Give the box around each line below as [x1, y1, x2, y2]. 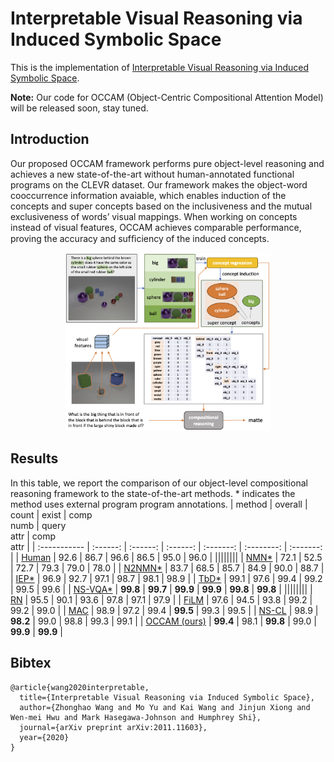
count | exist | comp [10, 508, 93, 521]
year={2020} [19, 732, 70, 742]
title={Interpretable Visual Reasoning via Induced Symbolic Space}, [19, 692, 315, 702]
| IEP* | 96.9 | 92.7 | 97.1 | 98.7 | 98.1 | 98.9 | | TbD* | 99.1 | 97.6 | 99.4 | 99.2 [10, 572, 323, 584]
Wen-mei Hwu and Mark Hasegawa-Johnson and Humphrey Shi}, [10, 712, 262, 722]
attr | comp [10, 530, 57, 542]
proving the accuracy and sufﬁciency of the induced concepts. [10, 232, 270, 244]
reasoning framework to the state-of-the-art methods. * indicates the [10, 487, 296, 499]
